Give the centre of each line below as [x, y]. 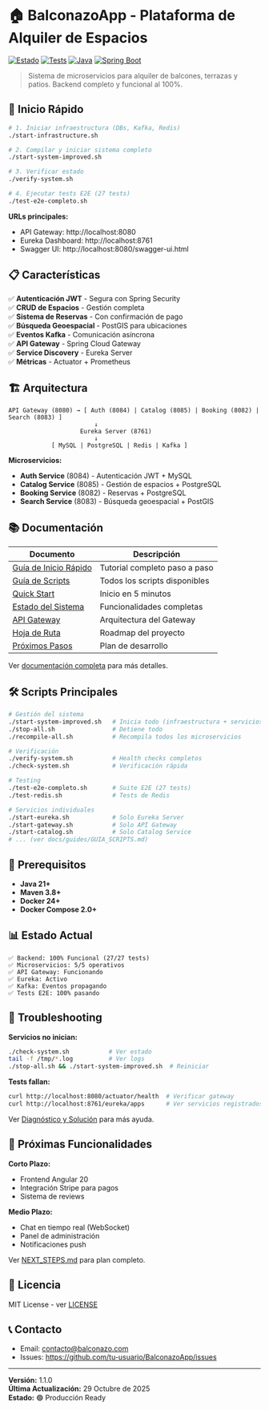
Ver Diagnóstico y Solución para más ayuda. [81, 1119]
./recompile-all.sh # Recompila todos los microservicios [125, 737]
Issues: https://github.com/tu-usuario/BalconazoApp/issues [118, 1357]
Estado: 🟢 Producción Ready [57, 1398]
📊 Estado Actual [50, 935]
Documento [52, 554]
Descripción [157, 554]
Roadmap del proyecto [143, 633]
